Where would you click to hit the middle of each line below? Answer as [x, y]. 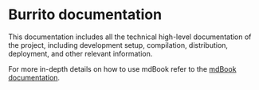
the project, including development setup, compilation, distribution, [118, 45]
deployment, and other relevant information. [80, 53]
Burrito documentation [85, 15]
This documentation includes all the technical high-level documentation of [130, 37]
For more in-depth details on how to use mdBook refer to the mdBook [122, 68]
